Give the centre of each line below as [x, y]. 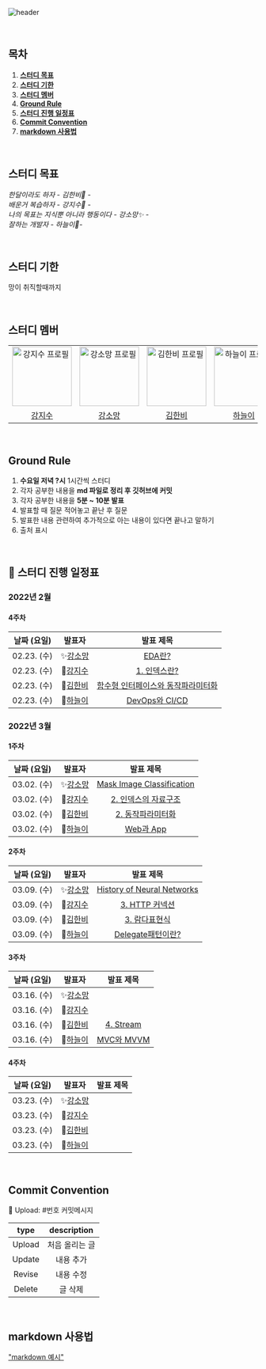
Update [26, 1260]
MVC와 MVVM [123, 1040]
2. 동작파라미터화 [146, 813]
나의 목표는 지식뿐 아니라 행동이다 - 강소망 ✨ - [78, 214]
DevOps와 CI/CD [157, 700]
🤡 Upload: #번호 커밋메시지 [51, 1210]
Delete [26, 1289]
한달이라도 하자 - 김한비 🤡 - [49, 195]
